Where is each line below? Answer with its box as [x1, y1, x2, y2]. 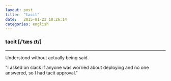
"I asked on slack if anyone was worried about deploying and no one [5, 64, 149, 70]
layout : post [5, 7, 33, 13]
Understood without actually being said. [5, 54, 89, 61]
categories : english [5, 21, 49, 27]
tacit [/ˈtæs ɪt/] [5, 38, 42, 46]
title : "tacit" [5, 12, 40, 17]
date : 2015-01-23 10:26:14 [5, 17, 67, 22]
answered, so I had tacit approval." [5, 69, 78, 76]
